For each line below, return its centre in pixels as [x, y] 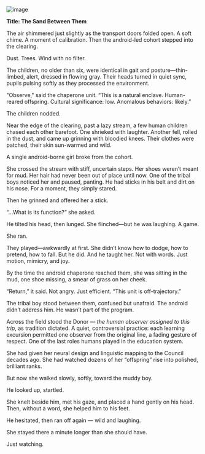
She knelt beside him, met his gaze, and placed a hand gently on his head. [100, 402]
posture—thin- [169, 70]
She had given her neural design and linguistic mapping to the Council [95, 353]
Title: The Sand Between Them [47, 21]
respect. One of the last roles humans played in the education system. [95, 341]
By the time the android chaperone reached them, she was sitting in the [97, 273]
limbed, [16, 76]
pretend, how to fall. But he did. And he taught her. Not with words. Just [97, 254]
